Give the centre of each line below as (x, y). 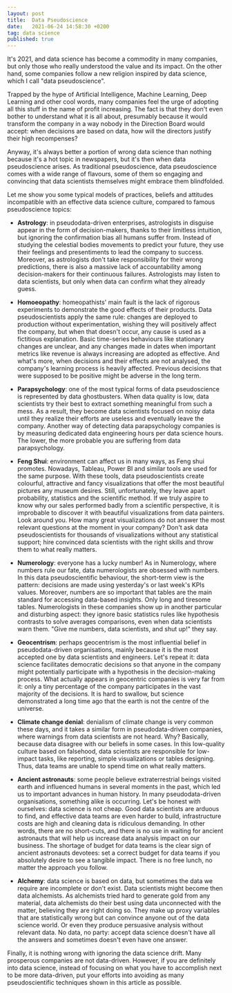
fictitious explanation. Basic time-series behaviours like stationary (110, 339)
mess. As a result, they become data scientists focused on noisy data (116, 411)
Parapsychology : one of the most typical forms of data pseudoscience (118, 389)
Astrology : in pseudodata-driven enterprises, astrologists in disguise (115, 223)
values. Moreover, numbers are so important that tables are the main (115, 593)
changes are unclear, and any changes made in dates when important (116, 346)
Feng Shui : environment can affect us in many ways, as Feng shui (111, 461)
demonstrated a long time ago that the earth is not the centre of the (113, 701)
